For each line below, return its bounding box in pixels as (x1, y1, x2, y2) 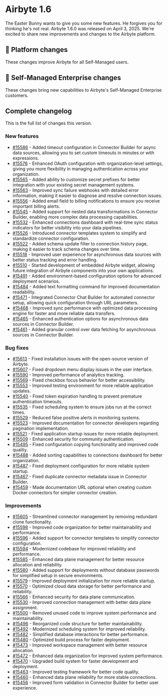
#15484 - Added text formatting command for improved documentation (12, 283, 160, 289)
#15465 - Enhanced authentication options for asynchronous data (12, 315, 149, 322)
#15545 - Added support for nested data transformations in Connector (12, 208, 158, 215)
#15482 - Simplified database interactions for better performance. (12, 631, 149, 638)
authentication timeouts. (12, 398, 63, 404)
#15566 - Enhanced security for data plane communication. (12, 594, 135, 600)
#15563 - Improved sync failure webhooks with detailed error (12, 187, 139, 193)
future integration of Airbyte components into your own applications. (12, 267, 154, 273)
